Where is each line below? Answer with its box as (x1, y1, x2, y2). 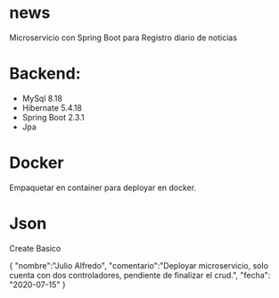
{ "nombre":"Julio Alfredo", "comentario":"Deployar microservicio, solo (9, 260, 269, 270)
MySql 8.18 (21, 93, 62, 103)
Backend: (9, 63, 81, 84)
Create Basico (9, 243, 62, 253)
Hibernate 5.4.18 (21, 102, 83, 113)
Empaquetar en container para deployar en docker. (9, 182, 197, 193)
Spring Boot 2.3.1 (21, 112, 85, 122)
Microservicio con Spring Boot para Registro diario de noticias (9, 32, 238, 43)
